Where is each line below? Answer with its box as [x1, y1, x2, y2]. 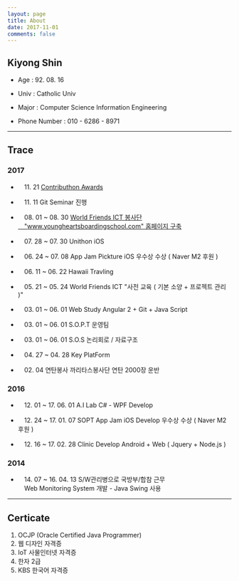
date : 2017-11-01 [7, 23, 59, 31]
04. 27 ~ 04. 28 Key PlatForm [23, 350, 110, 359]
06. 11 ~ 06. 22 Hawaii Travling [23, 267, 114, 276]
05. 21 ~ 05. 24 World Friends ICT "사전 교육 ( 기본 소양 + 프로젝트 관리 [23, 282, 226, 290]
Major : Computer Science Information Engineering [17, 103, 167, 112]
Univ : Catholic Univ [17, 90, 76, 98]
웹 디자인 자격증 [17, 539, 62, 548]
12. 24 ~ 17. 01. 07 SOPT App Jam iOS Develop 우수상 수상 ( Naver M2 [23, 416, 227, 424]
